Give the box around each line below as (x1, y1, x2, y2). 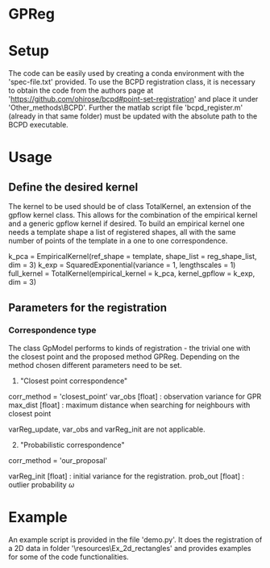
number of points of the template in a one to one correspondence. (8, 236, 228, 246)
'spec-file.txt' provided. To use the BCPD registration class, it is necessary (8, 77, 255, 87)
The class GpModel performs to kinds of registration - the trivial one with (8, 343, 251, 353)
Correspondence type (8, 324, 97, 336)
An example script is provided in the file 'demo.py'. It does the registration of (8, 534, 263, 545)
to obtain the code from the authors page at (8, 86, 154, 95)
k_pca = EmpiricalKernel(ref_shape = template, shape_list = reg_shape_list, (8, 252, 257, 261)
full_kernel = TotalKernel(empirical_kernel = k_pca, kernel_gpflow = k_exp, (8, 269, 255, 278)
